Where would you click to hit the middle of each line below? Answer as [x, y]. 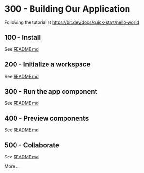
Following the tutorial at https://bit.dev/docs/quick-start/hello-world [72, 22]
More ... [12, 166]
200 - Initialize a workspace [48, 65]
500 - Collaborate [32, 145]
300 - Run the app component [51, 91]
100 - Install [23, 38]
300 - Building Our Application [67, 9]
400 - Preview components [47, 118]
